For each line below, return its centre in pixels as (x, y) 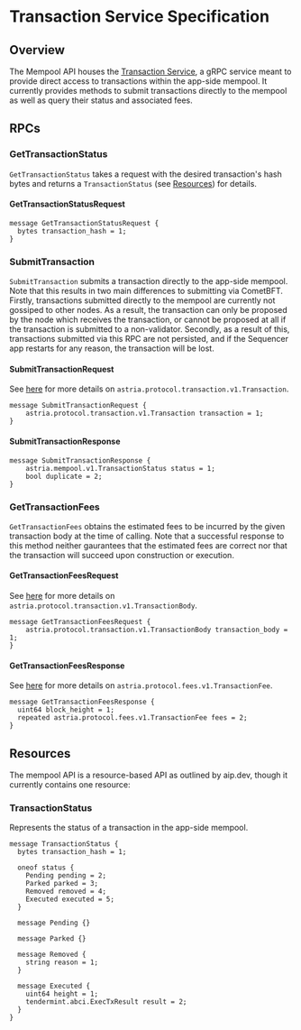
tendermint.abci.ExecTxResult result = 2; (106, 1002)
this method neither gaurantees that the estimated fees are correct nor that (149, 545)
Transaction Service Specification (140, 17)
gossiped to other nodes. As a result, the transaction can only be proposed (149, 310)
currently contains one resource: (70, 785)
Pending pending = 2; (66, 876)
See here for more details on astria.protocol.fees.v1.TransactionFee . (141, 685)
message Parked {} (52, 939)
